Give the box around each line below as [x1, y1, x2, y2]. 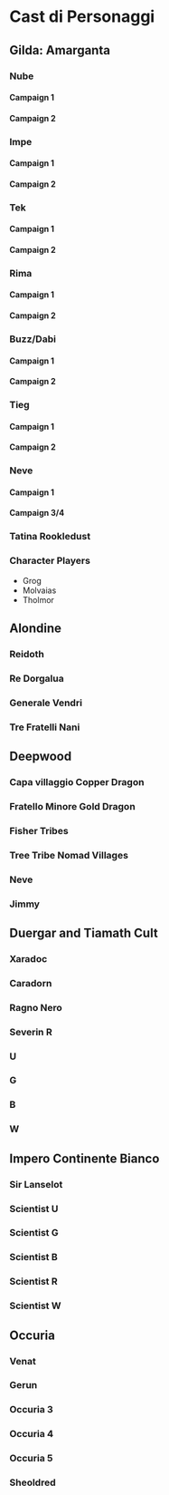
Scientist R [9, 1276, 58, 1288]
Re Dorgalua [9, 672, 65, 684]
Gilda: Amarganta [9, 43, 111, 58]
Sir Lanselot [9, 1178, 63, 1190]
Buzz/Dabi [9, 333, 57, 345]
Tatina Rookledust [9, 530, 91, 543]
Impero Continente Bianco [9, 1150, 160, 1166]
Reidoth [9, 647, 45, 660]
